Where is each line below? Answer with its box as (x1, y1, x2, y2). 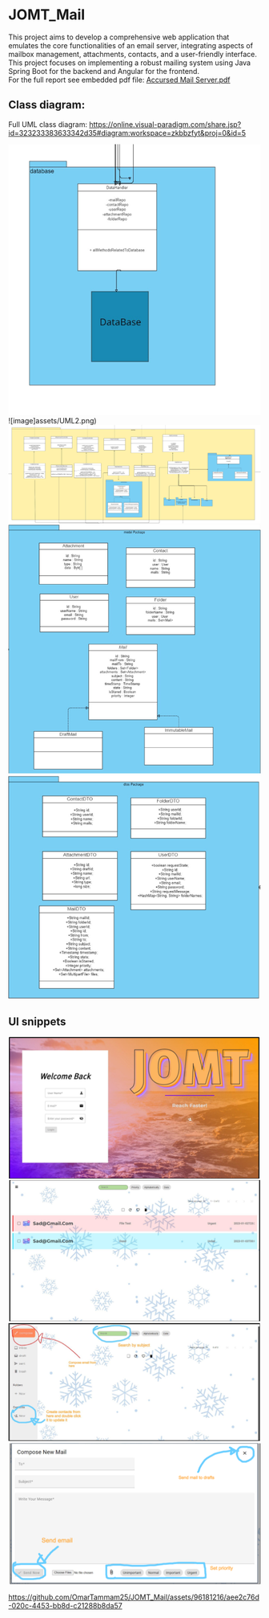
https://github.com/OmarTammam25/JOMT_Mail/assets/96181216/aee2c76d (8, 1592, 260, 1602)
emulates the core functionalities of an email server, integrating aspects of (8, 40, 254, 50)
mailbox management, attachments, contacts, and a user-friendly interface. (8, 49, 258, 59)
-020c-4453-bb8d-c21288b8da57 (8, 1601, 122, 1611)
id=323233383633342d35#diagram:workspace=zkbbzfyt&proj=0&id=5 (8, 128, 247, 137)
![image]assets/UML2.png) (8, 415, 98, 425)
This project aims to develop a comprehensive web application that (8, 32, 230, 42)
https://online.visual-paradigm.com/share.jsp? (89, 119, 242, 129)
